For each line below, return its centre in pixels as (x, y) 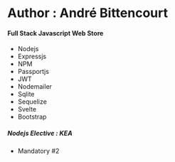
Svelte (27, 109)
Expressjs (32, 56)
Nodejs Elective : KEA (40, 133)
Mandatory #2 (38, 151)
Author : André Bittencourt (88, 13)
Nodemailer (35, 87)
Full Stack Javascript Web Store (55, 33)
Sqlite (26, 94)
